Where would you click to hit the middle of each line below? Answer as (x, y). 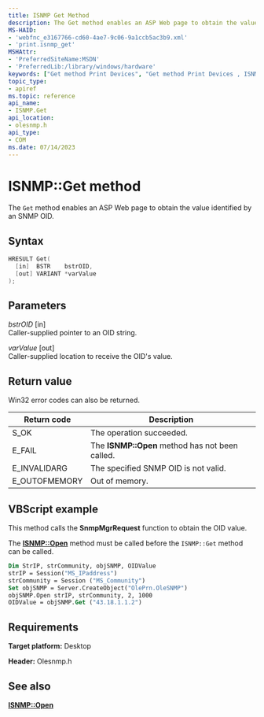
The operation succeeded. (139, 433)
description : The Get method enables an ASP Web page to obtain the (123, 23)
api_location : (31, 118)
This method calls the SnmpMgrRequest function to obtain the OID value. (128, 528)
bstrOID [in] (27, 324)
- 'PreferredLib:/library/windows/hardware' (82, 67)
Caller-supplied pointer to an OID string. (73, 333)
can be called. (31, 552)
